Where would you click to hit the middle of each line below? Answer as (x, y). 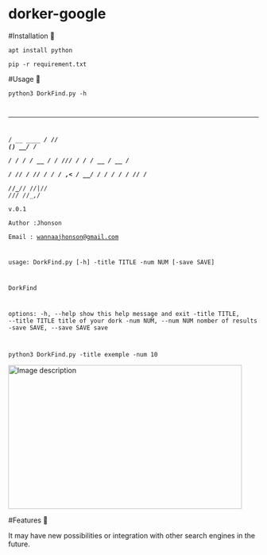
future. (19, 544)
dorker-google (57, 14)
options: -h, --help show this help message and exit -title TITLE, (124, 314)
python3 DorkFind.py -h (48, 93)
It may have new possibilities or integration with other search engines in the (132, 535)
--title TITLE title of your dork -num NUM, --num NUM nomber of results (133, 321)
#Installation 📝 (32, 36)
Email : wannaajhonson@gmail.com (64, 237)
